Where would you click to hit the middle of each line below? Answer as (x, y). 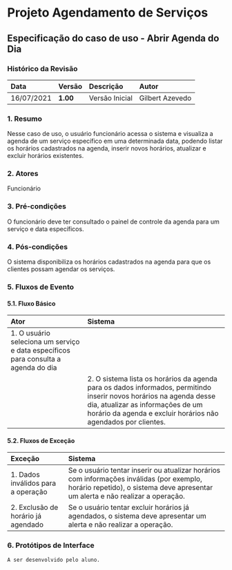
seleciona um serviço (45, 342)
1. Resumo (25, 119)
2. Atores (23, 174)
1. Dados (25, 475)
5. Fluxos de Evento (41, 286)
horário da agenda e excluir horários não (153, 413)
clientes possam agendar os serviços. (61, 269)
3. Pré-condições (37, 206)
